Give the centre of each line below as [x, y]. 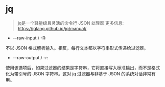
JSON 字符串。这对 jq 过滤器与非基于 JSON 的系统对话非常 [92, 73]
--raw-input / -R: [30, 38]
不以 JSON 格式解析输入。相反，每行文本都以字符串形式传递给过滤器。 [77, 48]
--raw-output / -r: [30, 57]
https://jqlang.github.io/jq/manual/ [52, 28]
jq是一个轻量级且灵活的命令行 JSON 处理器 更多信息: [71, 23]
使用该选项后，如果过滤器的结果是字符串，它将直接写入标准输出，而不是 [78, 68]
